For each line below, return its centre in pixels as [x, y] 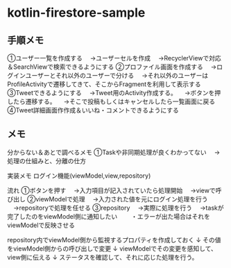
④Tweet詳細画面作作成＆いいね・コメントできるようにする [93, 110]
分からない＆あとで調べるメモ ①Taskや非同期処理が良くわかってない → [114, 152]
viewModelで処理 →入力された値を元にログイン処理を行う [122, 199]
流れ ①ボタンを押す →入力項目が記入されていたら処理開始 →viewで [112, 190]
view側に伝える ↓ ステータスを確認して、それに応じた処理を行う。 [103, 257]
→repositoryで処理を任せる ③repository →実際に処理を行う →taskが [118, 208]
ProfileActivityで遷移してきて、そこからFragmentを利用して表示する [104, 84]
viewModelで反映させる [41, 225]
